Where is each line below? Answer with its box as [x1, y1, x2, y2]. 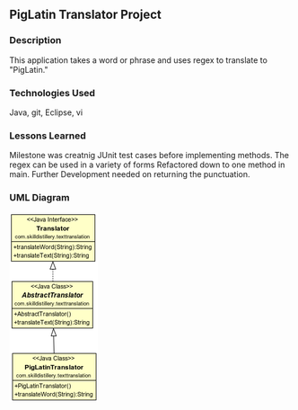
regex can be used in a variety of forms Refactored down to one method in [9, 159, 285, 170]
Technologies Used [9, 86, 96, 99]
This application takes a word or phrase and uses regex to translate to [9, 54, 267, 66]
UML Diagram [9, 192, 70, 204]
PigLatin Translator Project [9, 7, 162, 22]
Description [9, 34, 62, 47]
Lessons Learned [9, 129, 87, 142]
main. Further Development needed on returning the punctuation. [9, 169, 250, 180]
